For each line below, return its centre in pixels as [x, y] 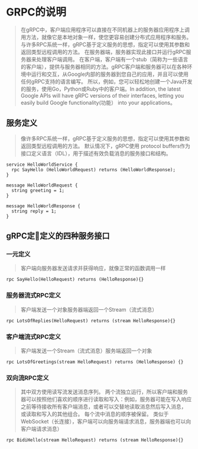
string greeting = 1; [38, 190]
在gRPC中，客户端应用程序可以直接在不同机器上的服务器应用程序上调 [105, 30]
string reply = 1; [34, 211]
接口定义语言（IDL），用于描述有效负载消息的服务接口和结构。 [96, 153]
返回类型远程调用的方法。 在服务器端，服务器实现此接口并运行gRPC [103, 52]
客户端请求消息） [41, 429]
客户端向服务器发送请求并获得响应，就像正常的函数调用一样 [93, 268]
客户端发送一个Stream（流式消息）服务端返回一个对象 [86, 351]
